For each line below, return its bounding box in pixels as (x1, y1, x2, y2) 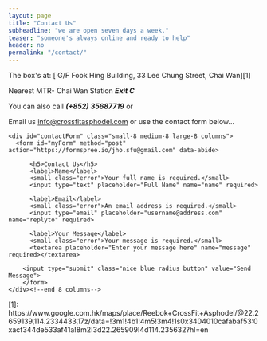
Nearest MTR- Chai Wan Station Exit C (8, 86, 135, 96)
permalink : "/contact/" (8, 49, 88, 57)
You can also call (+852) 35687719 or (8, 101, 134, 111)
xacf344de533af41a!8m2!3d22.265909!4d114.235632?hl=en (8, 325, 209, 335)
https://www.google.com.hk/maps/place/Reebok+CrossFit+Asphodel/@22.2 (8, 308, 259, 317)
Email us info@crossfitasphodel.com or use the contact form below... (8, 117, 235, 126)
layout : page (8, 11, 52, 20)
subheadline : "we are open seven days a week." (8, 26, 170, 34)
